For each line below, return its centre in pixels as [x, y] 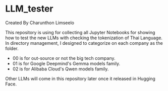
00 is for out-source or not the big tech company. [64, 58]
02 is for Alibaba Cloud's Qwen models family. [61, 69]
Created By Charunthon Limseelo [40, 23]
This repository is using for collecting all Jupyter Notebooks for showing [80, 32]
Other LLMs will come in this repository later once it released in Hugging [80, 78]
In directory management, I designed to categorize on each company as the [84, 43]
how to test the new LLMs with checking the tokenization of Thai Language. [84, 38]
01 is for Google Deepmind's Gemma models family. [66, 63]
